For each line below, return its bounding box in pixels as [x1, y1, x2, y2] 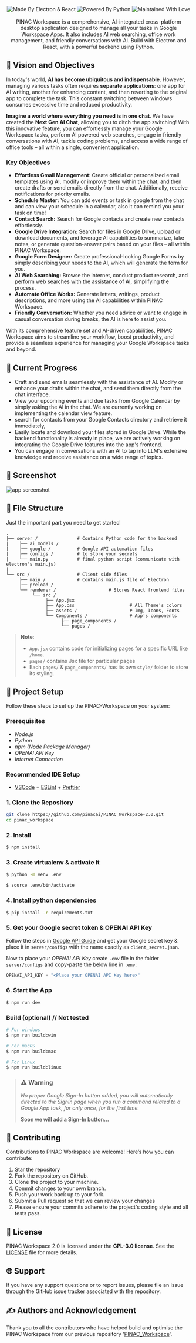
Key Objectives [6, 158, 50, 167]
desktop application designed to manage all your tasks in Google [20, 25, 177, 31]
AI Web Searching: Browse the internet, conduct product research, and [14, 272, 188, 279]
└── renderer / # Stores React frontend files [19, 587, 185, 593]
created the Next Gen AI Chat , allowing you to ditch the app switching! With [6, 118, 190, 125]
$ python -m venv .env [6, 871, 62, 878]
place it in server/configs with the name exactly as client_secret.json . [6, 943, 180, 950]
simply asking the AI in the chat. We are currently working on [14, 403, 163, 410]
